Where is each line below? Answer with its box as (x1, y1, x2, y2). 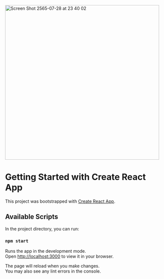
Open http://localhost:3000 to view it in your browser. (5, 253, 114, 259)
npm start (5, 238, 29, 244)
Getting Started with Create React (5, 172, 146, 183)
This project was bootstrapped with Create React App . (5, 198, 116, 204)
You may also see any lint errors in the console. (5, 268, 101, 274)
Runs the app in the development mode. (5, 248, 86, 254)
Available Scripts (5, 213, 58, 221)
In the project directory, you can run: (5, 226, 79, 232)
